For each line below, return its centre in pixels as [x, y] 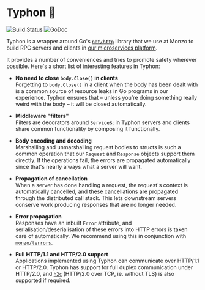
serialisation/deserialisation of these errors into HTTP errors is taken [101, 229]
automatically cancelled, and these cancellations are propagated [97, 191]
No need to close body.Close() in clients [66, 78]
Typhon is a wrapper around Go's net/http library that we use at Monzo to [100, 41]
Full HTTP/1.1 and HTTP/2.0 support [61, 254]
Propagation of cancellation [51, 178]
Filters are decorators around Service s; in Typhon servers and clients [102, 122]
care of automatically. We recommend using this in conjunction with [101, 236]
